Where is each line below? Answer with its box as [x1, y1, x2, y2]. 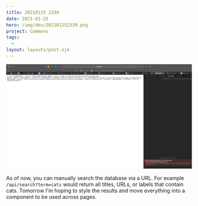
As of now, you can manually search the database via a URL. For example [6, 175, 184, 182]
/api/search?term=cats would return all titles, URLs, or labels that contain [6, 181, 184, 188]
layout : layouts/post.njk [6, 47, 70, 53]
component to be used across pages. [6, 194, 97, 201]
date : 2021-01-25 [6, 15, 49, 22]
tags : [6, 34, 19, 41]
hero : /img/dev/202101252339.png [6, 22, 88, 28]
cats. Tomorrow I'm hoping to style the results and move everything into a [6, 187, 186, 194]
